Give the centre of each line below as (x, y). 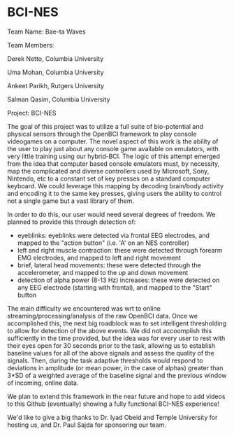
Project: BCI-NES (32, 113)
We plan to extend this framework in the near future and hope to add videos (116, 396)
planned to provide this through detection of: (72, 222)
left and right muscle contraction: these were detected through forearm (120, 250)
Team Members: (31, 45)
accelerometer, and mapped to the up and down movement (103, 272)
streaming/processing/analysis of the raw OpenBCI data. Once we (102, 316)
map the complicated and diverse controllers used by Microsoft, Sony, (108, 171)
